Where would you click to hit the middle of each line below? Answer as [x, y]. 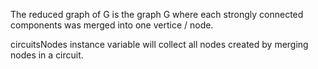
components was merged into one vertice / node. [112, 25]
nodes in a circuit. [47, 55]
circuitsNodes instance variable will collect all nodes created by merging [159, 44]
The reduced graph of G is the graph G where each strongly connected [157, 14]
